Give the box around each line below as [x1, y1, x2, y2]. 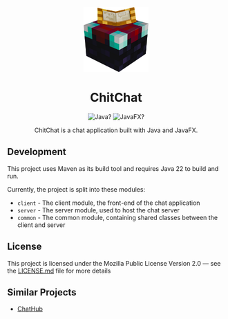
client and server [17, 221, 66, 229]
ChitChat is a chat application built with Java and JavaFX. [34, 126, 198, 134]
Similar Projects [7, 286, 77, 298]
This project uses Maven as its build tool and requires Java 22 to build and [7, 164, 219, 172]
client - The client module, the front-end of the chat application [17, 199, 200, 207]
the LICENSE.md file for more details [7, 266, 111, 275]
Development [7, 146, 67, 158]
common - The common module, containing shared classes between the [17, 213, 218, 221]
